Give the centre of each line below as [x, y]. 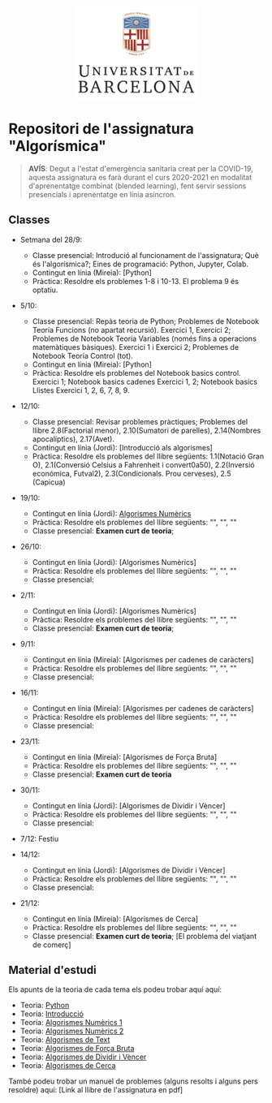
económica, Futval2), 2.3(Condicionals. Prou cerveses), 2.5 [132, 473]
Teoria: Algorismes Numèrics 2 [72, 1031]
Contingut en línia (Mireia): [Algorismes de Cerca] [115, 919]
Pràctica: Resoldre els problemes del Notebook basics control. [136, 373]
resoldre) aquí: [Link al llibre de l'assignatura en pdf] [96, 1090]
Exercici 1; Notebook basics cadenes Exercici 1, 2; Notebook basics [145, 381]
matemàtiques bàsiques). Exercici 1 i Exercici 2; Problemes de [136, 347]
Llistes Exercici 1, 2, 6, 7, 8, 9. [81, 390]
